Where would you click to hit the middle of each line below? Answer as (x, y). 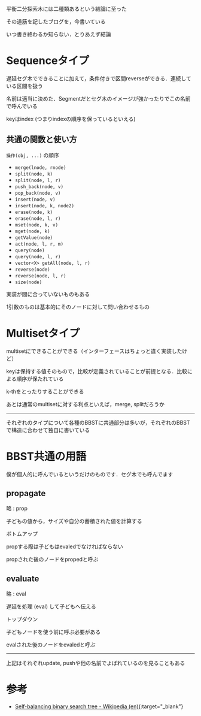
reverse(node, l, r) (40, 276)
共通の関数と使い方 (42, 140)
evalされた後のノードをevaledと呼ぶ (51, 645)
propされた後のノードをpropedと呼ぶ (52, 560)
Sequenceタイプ (48, 61)
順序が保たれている (40, 379)
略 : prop (17, 509)
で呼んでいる (22, 106)
